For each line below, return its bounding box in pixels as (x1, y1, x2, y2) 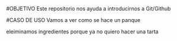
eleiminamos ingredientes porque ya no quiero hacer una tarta (6, 28, 159, 35)
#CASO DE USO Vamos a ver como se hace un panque (6, 17, 141, 23)
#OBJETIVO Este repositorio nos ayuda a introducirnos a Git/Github (6, 5, 171, 12)
